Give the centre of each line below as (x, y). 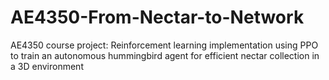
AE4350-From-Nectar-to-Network (157, 17)
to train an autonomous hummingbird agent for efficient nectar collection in (165, 55)
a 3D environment (47, 66)
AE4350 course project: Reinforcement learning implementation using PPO (164, 45)
